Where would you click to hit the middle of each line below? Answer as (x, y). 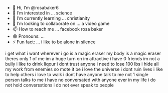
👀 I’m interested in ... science (42, 13)
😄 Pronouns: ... (29, 36)
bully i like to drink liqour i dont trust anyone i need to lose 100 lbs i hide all (82, 64)
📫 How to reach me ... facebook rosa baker (58, 29)
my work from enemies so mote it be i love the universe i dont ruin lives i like (84, 69)
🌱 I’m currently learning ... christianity (51, 18)
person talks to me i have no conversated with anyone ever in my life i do (80, 80)
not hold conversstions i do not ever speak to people (60, 85)
